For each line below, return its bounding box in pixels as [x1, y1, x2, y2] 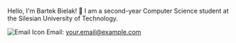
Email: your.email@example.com [45, 28, 141, 36]
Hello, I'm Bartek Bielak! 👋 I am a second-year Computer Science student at [7, 7, 229, 15]
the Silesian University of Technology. [7, 14, 119, 23]
